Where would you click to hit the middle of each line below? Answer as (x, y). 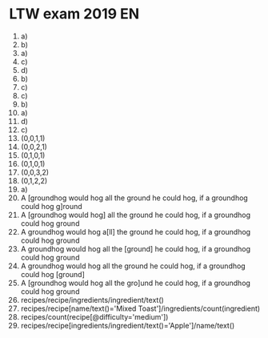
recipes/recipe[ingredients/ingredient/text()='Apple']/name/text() (128, 325)
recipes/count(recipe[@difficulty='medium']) (94, 316)
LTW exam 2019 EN (74, 14)
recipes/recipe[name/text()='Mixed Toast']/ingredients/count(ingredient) (140, 308)
